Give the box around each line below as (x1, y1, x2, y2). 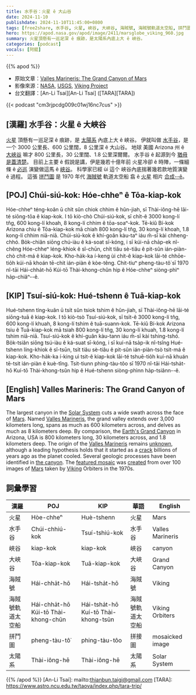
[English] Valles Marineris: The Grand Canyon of (6, 384, 185, 394)
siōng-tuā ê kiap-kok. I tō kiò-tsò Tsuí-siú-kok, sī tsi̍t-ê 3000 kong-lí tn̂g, (6, 314, 180, 321)
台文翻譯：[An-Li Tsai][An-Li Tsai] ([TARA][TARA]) (14, 89, 135, 97)
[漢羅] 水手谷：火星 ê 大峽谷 (6, 119, 107, 129)
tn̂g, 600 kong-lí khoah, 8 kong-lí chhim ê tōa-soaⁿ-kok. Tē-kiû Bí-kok (6, 220, 174, 227)
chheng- (167, 232, 188, 239)
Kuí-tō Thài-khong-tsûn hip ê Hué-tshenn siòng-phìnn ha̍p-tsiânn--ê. (13, 367, 180, 374)
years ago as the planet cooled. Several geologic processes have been (6, 453, 177, 460)
